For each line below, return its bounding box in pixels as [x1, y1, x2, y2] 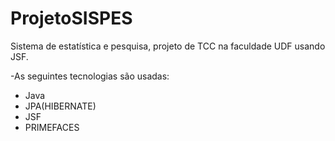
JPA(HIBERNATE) [24, 100, 97, 112]
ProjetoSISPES [10, 7, 133, 30]
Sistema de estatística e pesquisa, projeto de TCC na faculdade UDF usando [10, 40, 326, 52]
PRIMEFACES [24, 121, 80, 133]
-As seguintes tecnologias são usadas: [10, 70, 170, 82]
